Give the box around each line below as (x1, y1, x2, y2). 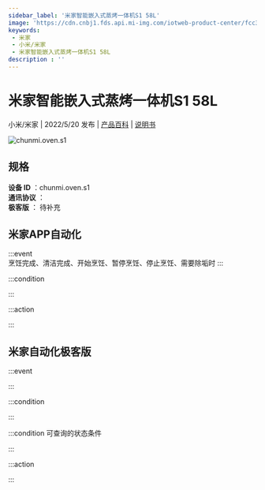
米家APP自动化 (8, 228, 81, 241)
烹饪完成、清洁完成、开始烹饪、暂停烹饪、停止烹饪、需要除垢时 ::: (8, 258, 224, 268)
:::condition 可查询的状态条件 (8, 428, 103, 438)
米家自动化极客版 (8, 345, 91, 358)
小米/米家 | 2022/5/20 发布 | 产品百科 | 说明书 (8, 119, 156, 129)
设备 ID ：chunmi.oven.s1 (8, 182, 91, 192)
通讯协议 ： (8, 193, 45, 202)
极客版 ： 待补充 (8, 202, 61, 211)
